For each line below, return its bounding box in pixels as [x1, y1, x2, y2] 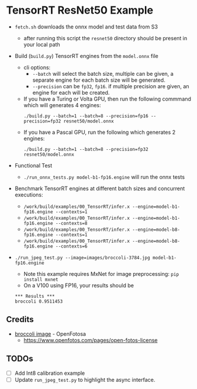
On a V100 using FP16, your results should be [23, 282, 134, 289]
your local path [23, 41, 60, 48]
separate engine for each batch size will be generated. [32, 76, 166, 83]
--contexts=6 [55, 243, 88, 249]
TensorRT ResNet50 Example [6, 4, 154, 17]
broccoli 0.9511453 [14, 298, 63, 304]
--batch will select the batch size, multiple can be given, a [32, 70, 174, 77]
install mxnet [23, 277, 59, 282]
